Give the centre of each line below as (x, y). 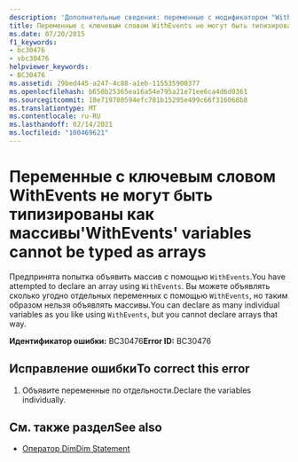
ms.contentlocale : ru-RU (55, 116)
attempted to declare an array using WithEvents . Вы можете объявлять (140, 286)
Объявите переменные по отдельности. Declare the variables (136, 390)
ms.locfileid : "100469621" (59, 133)
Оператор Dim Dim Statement (76, 449)
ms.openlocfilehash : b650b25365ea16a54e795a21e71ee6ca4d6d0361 (129, 91)
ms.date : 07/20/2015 (47, 34)
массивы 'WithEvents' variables (130, 234)
